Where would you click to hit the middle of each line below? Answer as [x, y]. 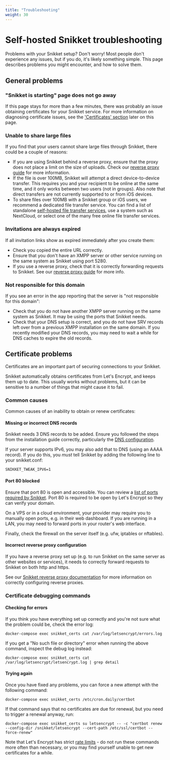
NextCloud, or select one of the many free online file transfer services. [86, 216]
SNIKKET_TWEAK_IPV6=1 [28, 470]
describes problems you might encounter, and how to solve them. [74, 65]
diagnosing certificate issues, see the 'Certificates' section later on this [80, 117]
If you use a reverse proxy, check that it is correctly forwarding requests [88, 266]
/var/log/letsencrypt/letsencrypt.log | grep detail [62, 662]
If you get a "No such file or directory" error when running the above [77, 643]
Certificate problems [39, 354]
